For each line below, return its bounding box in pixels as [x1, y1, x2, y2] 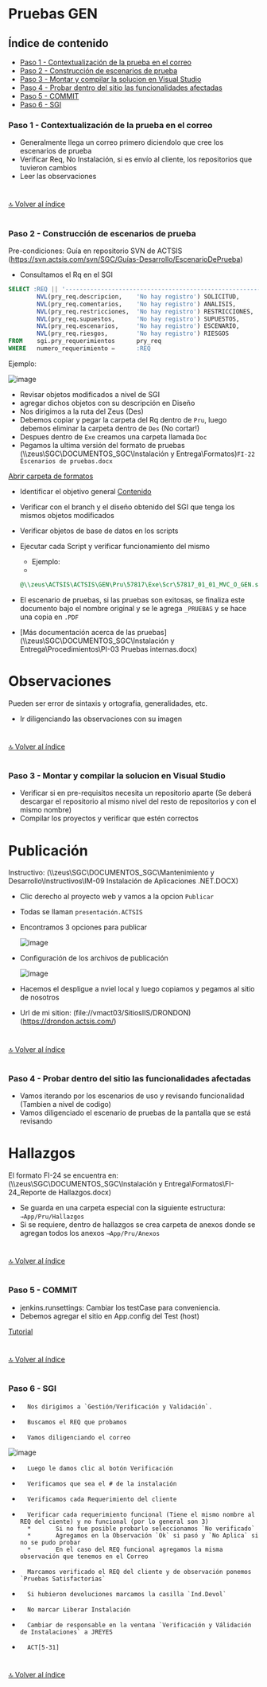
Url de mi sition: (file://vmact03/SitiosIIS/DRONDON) [19, 1008, 192, 1018]
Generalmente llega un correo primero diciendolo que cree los [19, 138, 224, 147]
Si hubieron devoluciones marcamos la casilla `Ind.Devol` [27, 1590, 227, 1598]
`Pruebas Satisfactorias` [19, 1575, 106, 1583]
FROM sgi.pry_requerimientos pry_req [8, 337, 161, 345]
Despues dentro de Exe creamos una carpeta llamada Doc [19, 431, 207, 442]
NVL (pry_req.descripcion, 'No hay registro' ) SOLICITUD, [37, 292, 240, 301]
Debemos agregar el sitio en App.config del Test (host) [19, 1311, 200, 1321]
